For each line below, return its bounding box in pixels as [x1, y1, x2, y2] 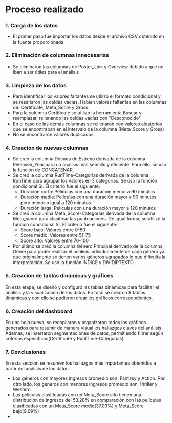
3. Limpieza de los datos [5, 82, 67, 89]
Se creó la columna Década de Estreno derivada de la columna [12, 156, 146, 162]
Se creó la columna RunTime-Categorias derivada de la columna [12, 172, 149, 178]
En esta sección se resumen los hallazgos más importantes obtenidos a [5, 360, 156, 366]
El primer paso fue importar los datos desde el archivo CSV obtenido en [12, 33, 165, 39]
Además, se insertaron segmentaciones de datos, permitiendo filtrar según [5, 330, 164, 336]
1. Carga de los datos [5, 22, 58, 29]
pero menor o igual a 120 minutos [20, 199, 91, 206]
